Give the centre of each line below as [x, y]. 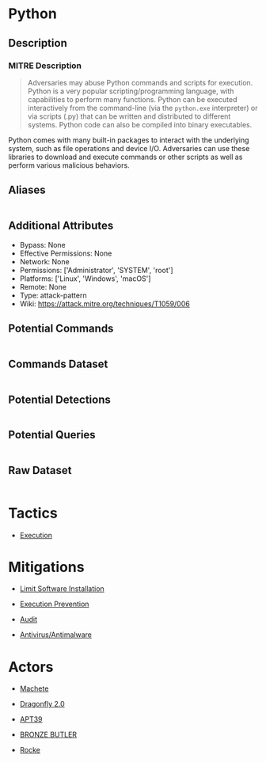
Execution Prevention [54, 604]
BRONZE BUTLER [48, 735]
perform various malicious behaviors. [69, 165]
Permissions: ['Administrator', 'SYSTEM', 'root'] [96, 270]
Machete [34, 688]
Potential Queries [52, 435]
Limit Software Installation [62, 589]
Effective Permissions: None [66, 253]
